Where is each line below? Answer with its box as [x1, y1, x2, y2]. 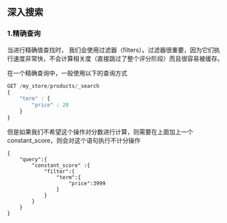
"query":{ [19, 156, 48, 163]
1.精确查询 [7, 29, 41, 38]
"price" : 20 [32, 102, 69, 108]
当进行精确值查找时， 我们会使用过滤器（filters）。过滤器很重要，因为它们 [7, 45, 215, 54]
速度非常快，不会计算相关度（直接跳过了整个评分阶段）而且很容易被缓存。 [12, 54, 224, 62]
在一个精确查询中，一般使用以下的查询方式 [7, 69, 128, 77]
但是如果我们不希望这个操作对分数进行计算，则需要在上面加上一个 [7, 128, 193, 136]
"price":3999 [68, 180, 106, 187]
